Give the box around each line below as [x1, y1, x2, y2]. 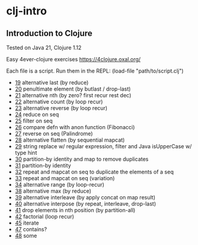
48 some [14, 232, 37, 239]
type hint [14, 149, 37, 156]
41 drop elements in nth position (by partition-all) [14, 207, 136, 214]
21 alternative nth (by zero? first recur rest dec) [14, 92, 132, 98]
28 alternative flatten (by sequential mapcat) [14, 136, 125, 144]
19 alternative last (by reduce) [14, 79, 89, 86]
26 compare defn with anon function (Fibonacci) [14, 124, 135, 130]
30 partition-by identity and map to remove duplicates [14, 156, 149, 163]
